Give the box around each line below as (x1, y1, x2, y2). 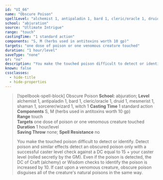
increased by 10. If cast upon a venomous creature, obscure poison (16, 164, 152, 170)
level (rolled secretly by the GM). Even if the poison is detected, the (16, 154, 152, 160)
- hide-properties (9, 79, 47, 84)
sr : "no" (5, 57, 23, 62)
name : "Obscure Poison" (5, 12, 53, 17)
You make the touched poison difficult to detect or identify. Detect (16, 138, 149, 144)
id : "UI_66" (5, 7, 29, 12)
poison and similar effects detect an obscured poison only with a (16, 144, 147, 149)
